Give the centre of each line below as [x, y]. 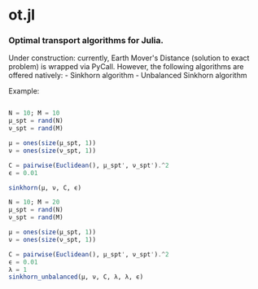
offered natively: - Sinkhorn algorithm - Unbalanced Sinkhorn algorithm [128, 76]
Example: [24, 91]
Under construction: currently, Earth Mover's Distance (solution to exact [129, 58]
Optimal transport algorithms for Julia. [86, 41]
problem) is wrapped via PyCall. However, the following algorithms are [126, 67]
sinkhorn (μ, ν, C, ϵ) [45, 188]
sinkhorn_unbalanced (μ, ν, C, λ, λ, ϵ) [76, 277]
